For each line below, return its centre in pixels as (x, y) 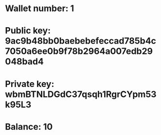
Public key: (28, 31)
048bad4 (24, 62)
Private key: (30, 84)
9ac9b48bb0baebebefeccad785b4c (81, 41)
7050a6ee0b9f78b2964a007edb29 (79, 51)
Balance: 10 (29, 127)
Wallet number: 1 (40, 8)
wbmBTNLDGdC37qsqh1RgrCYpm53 (81, 94)
